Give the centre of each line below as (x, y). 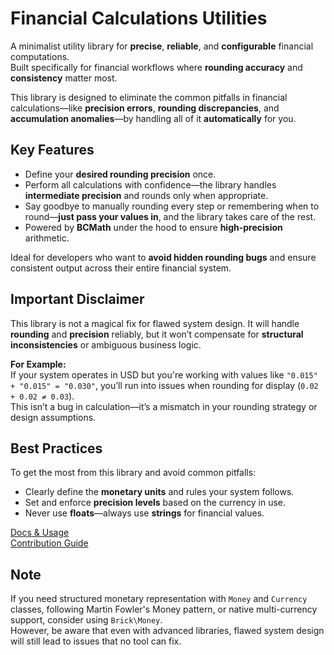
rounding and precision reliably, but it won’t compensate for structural (157, 334)
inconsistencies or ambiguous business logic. (106, 344)
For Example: (38, 364)
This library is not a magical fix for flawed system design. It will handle (155, 323)
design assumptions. (53, 417)
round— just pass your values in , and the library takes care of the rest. (170, 216)
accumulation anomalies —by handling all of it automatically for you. (153, 118)
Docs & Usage (40, 533)
